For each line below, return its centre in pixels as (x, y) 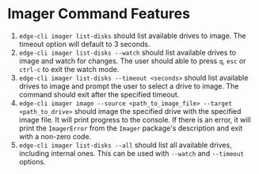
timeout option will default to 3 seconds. (85, 43)
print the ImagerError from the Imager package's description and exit (131, 128)
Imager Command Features (99, 14)
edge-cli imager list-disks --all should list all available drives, (125, 145)
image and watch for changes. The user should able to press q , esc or (132, 61)
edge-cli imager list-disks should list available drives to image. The (132, 36)
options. (32, 161)
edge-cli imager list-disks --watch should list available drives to (128, 52)
